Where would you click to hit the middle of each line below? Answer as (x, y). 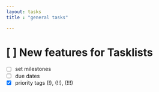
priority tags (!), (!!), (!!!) (44, 82)
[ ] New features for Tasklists (79, 52)
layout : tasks (24, 12)
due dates (27, 76)
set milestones (33, 69)
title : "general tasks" (37, 17)
